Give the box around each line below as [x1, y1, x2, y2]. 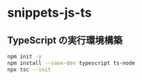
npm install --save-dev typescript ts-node [7, 59, 136, 67]
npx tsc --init [7, 66, 52, 73]
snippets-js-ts [7, 5, 92, 21]
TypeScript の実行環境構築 [7, 34, 123, 46]
